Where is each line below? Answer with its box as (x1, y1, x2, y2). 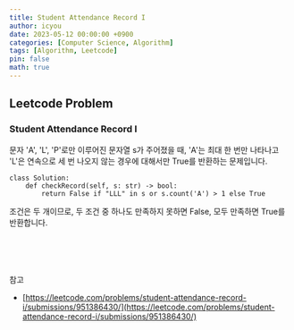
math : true (9, 63, 50, 72)
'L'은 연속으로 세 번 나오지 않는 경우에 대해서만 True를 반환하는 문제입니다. (9, 156, 268, 166)
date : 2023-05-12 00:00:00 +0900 (9, 30, 134, 38)
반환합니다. (9, 216, 48, 228)
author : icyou (9, 21, 63, 30)
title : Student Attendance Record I (9, 13, 146, 22)
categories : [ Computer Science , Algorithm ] (9, 38, 174, 47)
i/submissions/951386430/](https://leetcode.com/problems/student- (21, 301, 275, 312)
